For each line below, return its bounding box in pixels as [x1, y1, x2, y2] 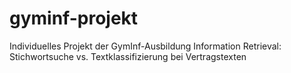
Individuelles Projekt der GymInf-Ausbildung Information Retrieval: [9, 40, 282, 52]
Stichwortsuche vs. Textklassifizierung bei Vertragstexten [9, 50, 247, 62]
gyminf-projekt [9, 7, 139, 30]
